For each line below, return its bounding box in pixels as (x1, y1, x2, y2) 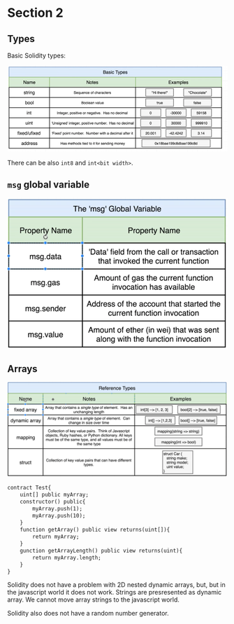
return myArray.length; (32, 555, 101, 562)
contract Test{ (7, 485, 52, 492)
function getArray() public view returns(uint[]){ (20, 527, 170, 534)
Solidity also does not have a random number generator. (7, 609, 169, 618)
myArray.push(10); (32, 513, 86, 520)
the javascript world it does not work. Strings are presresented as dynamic (7, 588, 222, 597)
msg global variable (7, 179, 89, 190)
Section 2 (7, 5, 64, 21)
